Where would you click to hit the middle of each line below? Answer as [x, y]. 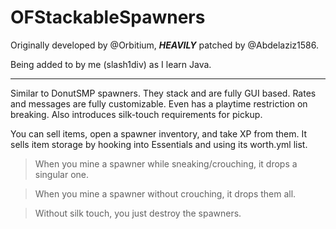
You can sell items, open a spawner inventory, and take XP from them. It [159, 133]
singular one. [62, 174]
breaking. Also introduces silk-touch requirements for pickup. [136, 114]
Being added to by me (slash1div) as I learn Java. [111, 64]
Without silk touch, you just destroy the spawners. [138, 213]
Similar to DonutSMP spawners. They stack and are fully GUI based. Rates [163, 93]
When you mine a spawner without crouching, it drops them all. [165, 193]
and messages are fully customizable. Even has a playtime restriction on [159, 103]
